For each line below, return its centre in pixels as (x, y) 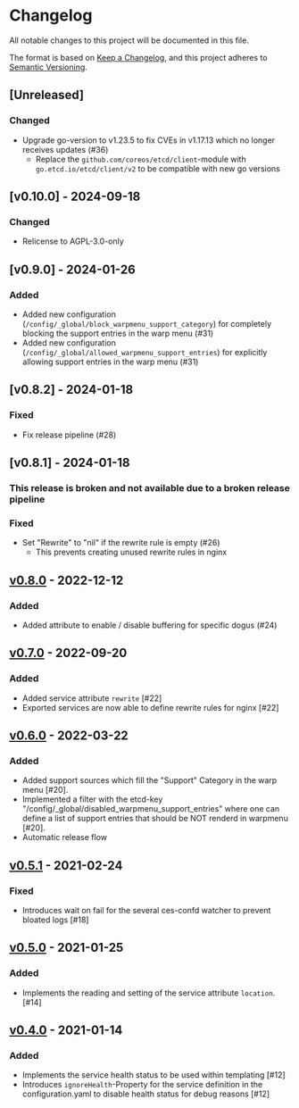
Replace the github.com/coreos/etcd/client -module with (141, 159)
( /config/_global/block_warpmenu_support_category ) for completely (147, 324)
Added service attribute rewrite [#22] (92, 698)
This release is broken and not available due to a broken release (149, 488)
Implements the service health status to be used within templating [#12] (154, 1075)
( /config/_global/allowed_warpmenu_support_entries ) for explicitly (145, 352)
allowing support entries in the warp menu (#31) (110, 362)
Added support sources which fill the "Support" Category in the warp (149, 780)
